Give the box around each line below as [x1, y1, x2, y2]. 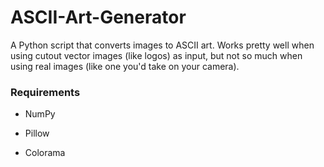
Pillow [24, 127, 50, 140]
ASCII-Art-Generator [10, 6, 187, 29]
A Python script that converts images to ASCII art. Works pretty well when [10, 39, 315, 51]
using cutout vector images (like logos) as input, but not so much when [10, 49, 303, 61]
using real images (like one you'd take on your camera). [10, 60, 240, 72]
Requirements [10, 85, 81, 99]
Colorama [24, 147, 66, 159]
